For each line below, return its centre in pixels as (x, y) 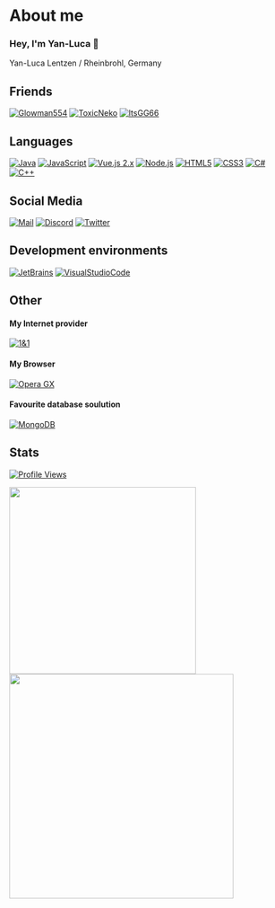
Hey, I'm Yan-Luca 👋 (54, 44)
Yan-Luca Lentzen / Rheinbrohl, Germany (86, 63)
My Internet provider (48, 323)
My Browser (32, 364)
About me (47, 16)
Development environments (89, 251)
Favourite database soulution (65, 404)
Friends (31, 91)
